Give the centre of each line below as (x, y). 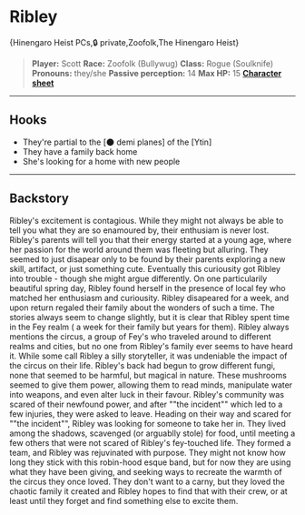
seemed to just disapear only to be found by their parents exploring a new (148, 259)
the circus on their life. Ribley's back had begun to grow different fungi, (143, 365)
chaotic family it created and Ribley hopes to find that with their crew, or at (148, 491)
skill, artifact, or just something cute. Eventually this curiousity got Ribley (145, 268)
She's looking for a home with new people (101, 161)
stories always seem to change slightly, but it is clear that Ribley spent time (150, 317)
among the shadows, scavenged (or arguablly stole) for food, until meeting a (152, 433)
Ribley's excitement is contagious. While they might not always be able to (147, 220)
